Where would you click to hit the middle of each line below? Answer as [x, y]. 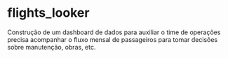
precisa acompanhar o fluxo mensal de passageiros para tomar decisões [113, 39]
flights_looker [48, 13]
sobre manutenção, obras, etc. [52, 47]
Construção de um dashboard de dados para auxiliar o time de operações [114, 32]
